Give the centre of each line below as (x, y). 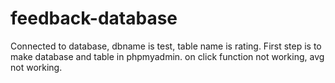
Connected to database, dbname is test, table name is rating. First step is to (166, 46)
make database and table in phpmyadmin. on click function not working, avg (167, 56)
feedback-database (94, 18)
